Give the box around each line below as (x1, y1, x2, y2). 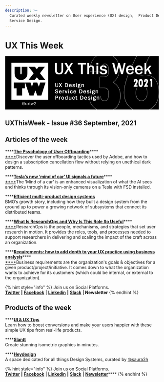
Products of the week (5, 304, 72, 312)
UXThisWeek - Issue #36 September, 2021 (5, 119, 137, 127)
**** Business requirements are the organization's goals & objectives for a (5, 259, 156, 265)
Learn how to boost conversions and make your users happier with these (5, 322, 152, 328)
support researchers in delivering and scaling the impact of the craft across (5, 234, 157, 240)
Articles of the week (5, 135, 68, 144)
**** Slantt (5, 337, 26, 342)
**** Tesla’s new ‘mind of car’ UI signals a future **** (5, 174, 113, 180)
